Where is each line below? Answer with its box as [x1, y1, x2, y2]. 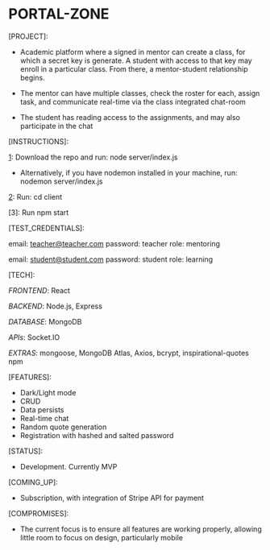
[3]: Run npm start [8, 207, 69, 217]
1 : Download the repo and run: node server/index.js [8, 152, 178, 162]
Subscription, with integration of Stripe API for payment [19, 493, 204, 502]
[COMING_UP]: [8, 477, 58, 487]
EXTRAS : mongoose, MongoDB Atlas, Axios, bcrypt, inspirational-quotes [8, 348, 250, 358]
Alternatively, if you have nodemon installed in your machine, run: [19, 167, 238, 177]
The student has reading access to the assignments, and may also [19, 112, 240, 122]
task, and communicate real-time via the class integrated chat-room [19, 97, 246, 106]
